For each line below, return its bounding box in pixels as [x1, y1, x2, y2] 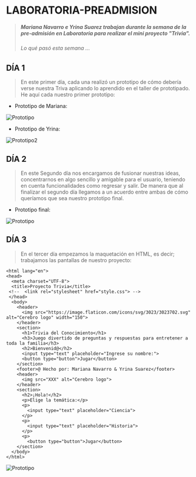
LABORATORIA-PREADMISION [6, 4, 158, 17]
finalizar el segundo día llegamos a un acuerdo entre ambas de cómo [20, 188, 188, 195]
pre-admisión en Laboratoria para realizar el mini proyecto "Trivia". [20, 30, 190, 37]
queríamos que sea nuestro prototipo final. [20, 195, 124, 201]
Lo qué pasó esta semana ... [20, 45, 90, 52]
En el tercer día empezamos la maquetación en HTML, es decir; [20, 250, 175, 257]
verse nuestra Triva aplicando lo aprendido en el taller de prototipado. [20, 85, 190, 92]
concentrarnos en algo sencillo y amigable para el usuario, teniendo [20, 176, 185, 183]
